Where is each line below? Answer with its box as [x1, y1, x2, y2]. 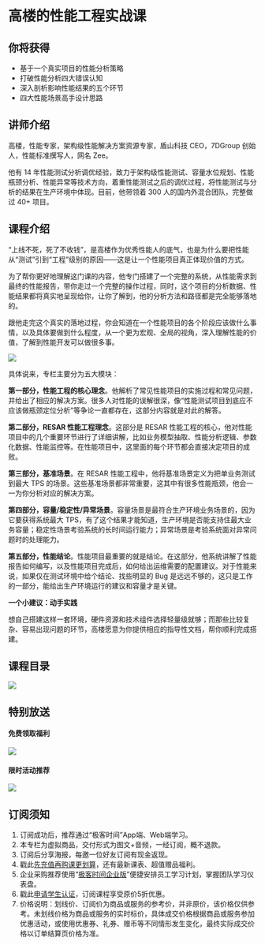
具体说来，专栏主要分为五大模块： [8, 368, 119, 379]
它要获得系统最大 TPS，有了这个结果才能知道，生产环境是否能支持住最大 [8, 514, 244, 525]
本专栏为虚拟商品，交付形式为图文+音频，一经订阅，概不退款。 [19, 840, 226, 850]
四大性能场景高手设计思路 [19, 93, 103, 103]
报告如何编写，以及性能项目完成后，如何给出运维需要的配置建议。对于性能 [8, 561, 250, 570]
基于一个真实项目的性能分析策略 [19, 64, 124, 73]
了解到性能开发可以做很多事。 [21, 337, 119, 347]
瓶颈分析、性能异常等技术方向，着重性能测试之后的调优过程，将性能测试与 [8, 177, 250, 186]
